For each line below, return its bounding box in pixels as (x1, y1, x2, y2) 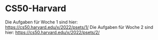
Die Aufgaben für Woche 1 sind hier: (5, 19, 78, 25)
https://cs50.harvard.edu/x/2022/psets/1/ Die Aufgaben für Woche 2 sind (5, 24, 154, 30)
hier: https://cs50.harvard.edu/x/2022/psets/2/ (5, 29, 100, 35)
